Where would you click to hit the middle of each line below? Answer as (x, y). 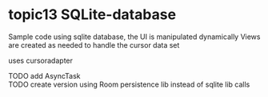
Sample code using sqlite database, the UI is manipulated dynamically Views (134, 37)
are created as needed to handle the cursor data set (94, 45)
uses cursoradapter (41, 60)
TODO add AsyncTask (45, 76)
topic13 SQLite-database (92, 15)
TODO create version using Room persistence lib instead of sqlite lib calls (129, 84)
